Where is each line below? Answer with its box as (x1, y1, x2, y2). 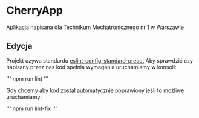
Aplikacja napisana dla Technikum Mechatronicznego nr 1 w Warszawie (6, 23, 184, 31)
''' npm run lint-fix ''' (6, 105, 57, 112)
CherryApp (6, 4, 64, 17)
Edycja (6, 41, 33, 51)
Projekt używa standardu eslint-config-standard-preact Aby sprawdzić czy (6, 57, 194, 64)
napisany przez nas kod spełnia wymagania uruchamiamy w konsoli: (6, 63, 177, 70)
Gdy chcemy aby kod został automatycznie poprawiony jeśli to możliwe (6, 87, 184, 94)
